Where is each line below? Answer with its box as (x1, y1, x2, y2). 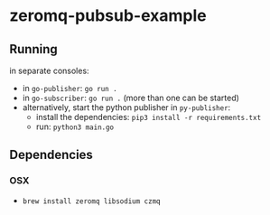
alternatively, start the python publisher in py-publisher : (22, 102, 231, 113)
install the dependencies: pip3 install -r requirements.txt (35, 112, 262, 122)
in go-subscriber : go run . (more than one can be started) (22, 92, 239, 103)
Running (9, 42, 59, 57)
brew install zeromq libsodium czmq (22, 196, 161, 206)
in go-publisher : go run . (22, 83, 117, 93)
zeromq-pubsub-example (9, 5, 207, 26)
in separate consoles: (9, 65, 89, 76)
